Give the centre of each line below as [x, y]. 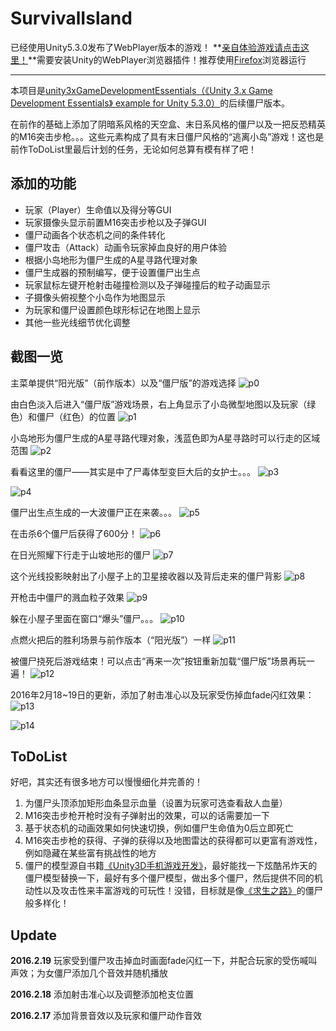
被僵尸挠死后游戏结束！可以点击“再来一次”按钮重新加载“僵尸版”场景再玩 [158, 661]
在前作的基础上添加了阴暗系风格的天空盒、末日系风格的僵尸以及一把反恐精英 [168, 124]
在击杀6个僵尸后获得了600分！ [74, 533]
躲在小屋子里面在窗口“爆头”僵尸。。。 [84, 618]
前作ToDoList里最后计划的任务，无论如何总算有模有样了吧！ [134, 149]
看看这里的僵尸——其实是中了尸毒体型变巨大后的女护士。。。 [133, 471]
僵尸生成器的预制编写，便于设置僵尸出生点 [112, 272]
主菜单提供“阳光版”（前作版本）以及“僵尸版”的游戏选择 [123, 383]
